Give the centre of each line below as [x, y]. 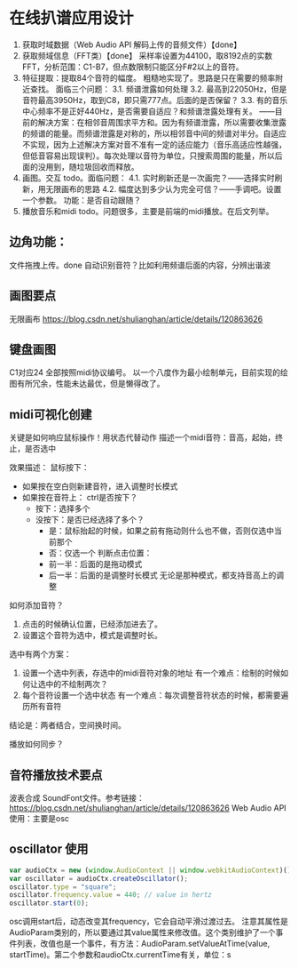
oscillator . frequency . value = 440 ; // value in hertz [111, 895]
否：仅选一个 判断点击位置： [100, 553]
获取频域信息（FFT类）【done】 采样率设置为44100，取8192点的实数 [147, 55]
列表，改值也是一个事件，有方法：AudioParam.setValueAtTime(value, [143, 944]
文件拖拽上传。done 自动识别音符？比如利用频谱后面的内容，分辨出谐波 [140, 265]
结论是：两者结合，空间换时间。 [67, 725]
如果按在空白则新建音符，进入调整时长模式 [100, 486]
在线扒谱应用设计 [72, 18]
